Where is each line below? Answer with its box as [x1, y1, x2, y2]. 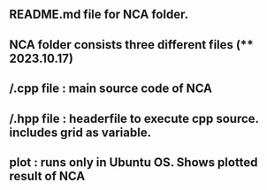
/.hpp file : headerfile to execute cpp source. [9, 110, 259, 126]
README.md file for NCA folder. [9, 7, 188, 22]
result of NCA [9, 168, 86, 184]
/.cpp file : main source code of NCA [9, 81, 213, 96]
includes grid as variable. [9, 125, 152, 140]
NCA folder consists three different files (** [9, 37, 254, 52]
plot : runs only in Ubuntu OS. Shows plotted [9, 155, 258, 170]
